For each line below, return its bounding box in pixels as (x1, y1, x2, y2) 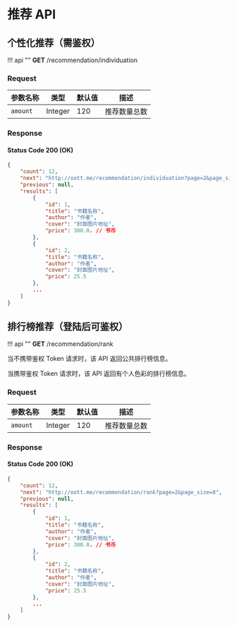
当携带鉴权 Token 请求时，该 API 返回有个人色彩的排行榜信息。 (7, 369, 190, 378)
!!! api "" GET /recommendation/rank (7, 340, 114, 348)
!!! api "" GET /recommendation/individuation (7, 56, 138, 64)
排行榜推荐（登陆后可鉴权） (7, 321, 128, 333)
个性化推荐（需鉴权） (7, 37, 100, 49)
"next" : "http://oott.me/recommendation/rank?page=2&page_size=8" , (20, 489, 222, 496)
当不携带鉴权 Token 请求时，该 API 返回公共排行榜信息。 (7, 354, 172, 363)
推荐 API (7, 6, 56, 23)
